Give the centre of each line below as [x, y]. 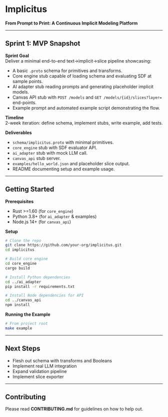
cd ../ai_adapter [23, 282]
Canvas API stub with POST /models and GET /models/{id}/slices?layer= [87, 97]
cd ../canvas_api [23, 300]
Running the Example [28, 314]
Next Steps [23, 349]
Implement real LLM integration [44, 366]
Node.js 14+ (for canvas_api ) [42, 222]
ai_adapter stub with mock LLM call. [50, 153]
